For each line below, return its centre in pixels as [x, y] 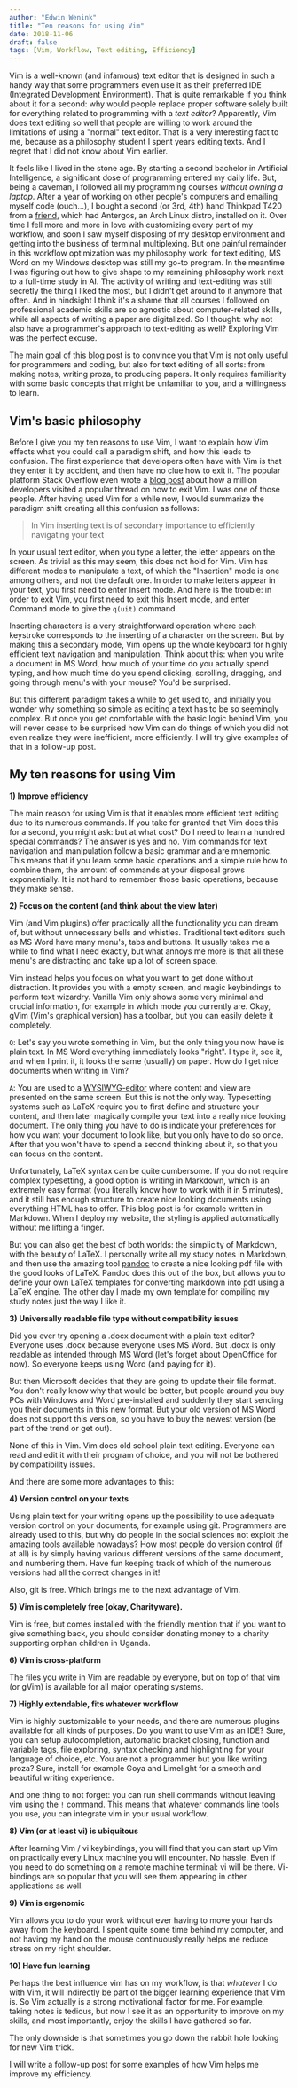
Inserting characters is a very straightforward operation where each [133, 626]
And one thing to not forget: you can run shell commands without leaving [142, 1794]
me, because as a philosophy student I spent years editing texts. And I [137, 142]
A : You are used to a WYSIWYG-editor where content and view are [130, 1087]
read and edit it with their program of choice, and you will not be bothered [144, 1454]
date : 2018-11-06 [41, 34]
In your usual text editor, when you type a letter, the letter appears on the [142, 552]
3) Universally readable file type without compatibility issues [124, 1318]
